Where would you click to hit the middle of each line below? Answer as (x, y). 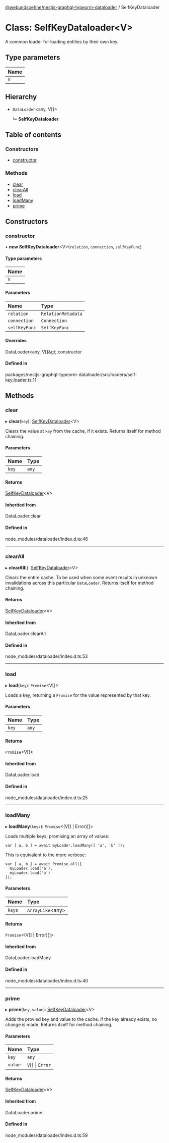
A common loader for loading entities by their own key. (62, 41)
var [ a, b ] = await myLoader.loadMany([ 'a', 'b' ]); (65, 845)
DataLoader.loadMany (28, 958)
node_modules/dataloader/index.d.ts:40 (47, 980)
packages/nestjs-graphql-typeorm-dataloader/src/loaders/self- (71, 375)
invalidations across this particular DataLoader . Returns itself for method (79, 583)
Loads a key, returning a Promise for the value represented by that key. (78, 695)
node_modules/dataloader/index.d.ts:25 (47, 798)
